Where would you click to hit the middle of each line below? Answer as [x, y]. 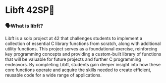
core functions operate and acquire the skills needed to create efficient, [78, 70]
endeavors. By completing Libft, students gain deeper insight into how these [83, 65]
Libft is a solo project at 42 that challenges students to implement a [74, 39]
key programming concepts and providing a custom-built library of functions [83, 54]
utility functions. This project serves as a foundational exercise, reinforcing [81, 49]
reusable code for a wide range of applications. [53, 75]
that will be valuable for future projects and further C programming [73, 59]
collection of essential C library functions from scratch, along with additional [83, 43]
